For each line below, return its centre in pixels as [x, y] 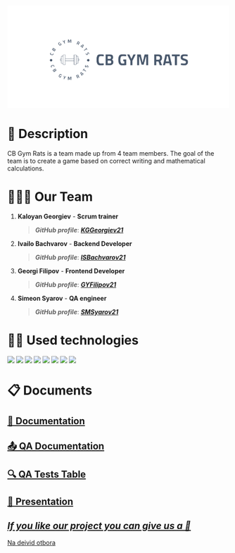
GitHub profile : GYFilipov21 [76, 285]
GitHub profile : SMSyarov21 [77, 311]
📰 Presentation [40, 502]
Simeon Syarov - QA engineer [62, 298]
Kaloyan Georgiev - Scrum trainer [68, 216]
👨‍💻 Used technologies [73, 340]
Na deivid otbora [32, 543]
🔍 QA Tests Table [47, 474]
